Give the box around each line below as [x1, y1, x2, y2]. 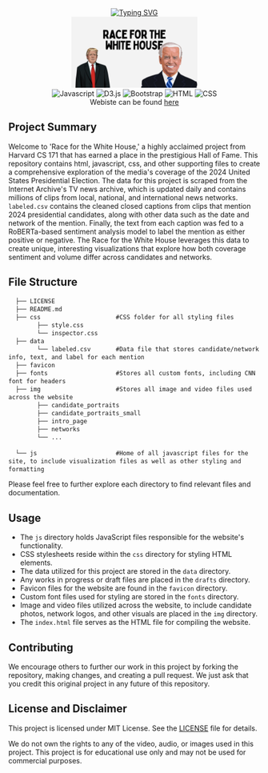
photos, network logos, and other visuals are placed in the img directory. [19, 609, 258, 619]
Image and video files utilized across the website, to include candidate [19, 600, 252, 611]
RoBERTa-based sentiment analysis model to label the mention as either [8, 226, 246, 236]
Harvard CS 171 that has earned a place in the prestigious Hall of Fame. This [8, 150, 258, 159]
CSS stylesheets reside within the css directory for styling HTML [19, 550, 233, 559]
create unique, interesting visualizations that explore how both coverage [8, 243, 246, 253]
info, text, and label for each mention [8, 354, 146, 362]
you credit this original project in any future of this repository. [8, 679, 210, 688]
